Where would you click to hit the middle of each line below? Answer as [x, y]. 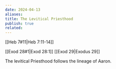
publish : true [20, 23]
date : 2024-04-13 [23, 10]
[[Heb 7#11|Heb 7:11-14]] [29, 42]
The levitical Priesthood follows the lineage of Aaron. [58, 61]
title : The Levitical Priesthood [39, 19]
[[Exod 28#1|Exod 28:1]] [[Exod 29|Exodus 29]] [53, 52]
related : [14, 28]
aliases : [14, 14]
